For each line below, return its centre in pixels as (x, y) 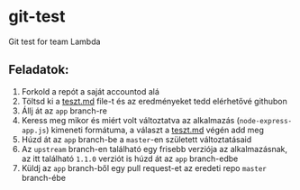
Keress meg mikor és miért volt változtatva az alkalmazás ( (131, 120)
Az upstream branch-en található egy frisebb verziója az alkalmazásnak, (155, 149)
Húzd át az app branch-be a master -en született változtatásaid (136, 139)
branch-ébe (44, 177)
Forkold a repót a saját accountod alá (90, 91)
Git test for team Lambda (55, 41)
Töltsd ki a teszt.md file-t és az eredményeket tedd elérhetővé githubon (154, 101)
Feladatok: (39, 70)
